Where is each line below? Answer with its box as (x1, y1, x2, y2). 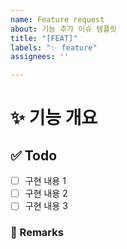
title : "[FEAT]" (10, 33, 78, 43)
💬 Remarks (10, 226, 64, 240)
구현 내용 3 (24, 200, 68, 212)
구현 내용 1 (24, 175, 67, 187)
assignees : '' (10, 52, 70, 62)
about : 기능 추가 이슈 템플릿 (10, 24, 118, 34)
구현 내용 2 (24, 187, 68, 200)
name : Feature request (10, 14, 105, 25)
